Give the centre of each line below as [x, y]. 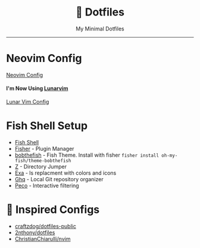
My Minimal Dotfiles [100, 29]
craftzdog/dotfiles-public [45, 226]
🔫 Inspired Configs [53, 210]
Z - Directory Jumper [41, 167]
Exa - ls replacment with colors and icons [65, 173]
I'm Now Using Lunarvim [37, 88]
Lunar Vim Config [28, 102]
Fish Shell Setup [47, 126]
